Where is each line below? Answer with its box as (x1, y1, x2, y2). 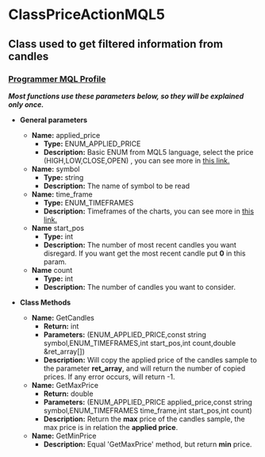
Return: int (43, 321, 79, 331)
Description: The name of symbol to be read (43, 181, 190, 190)
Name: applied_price (31, 130, 101, 140)
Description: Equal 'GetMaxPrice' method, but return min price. (43, 439, 252, 449)
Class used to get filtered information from (8, 37, 224, 51)
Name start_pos (31, 223, 85, 232)
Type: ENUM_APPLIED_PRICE (43, 139, 141, 148)
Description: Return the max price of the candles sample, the (43, 414, 245, 424)
